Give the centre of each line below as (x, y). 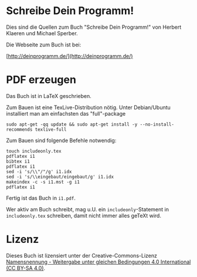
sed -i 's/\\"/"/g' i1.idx (39, 171)
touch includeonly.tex (34, 151)
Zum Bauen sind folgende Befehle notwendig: (61, 140)
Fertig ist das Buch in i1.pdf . (41, 198)
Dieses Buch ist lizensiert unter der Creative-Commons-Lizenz (81, 255)
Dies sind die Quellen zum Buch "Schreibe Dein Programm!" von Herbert (94, 27)
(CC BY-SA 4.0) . (26, 268)
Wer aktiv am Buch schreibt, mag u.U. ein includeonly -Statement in (87, 209)
